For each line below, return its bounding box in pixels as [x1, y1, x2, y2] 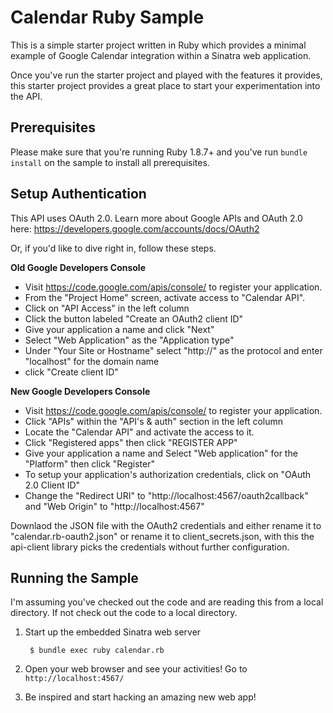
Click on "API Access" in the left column [24, 302, 190, 314]
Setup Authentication [10, 186, 147, 203]
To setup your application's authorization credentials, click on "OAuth [24, 468, 312, 480]
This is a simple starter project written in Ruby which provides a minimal [10, 39, 307, 51]
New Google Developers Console [10, 385, 151, 397]
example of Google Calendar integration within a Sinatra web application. [10, 49, 312, 61]
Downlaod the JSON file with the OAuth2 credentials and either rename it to [10, 519, 322, 531]
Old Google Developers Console [10, 261, 146, 273]
